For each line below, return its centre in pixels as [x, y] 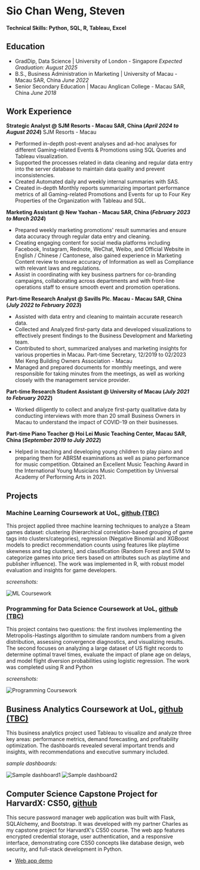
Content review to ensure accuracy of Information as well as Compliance [104, 262]
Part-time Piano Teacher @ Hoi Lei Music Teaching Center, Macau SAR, [96, 434]
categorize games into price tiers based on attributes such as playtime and [98, 558]
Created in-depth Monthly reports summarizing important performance [102, 188]
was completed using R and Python [50, 667]
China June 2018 [36, 92]
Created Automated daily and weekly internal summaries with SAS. [97, 182]
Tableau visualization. [41, 156]
